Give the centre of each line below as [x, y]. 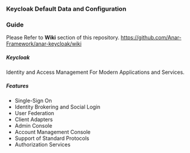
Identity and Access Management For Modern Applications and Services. [95, 72]
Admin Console [33, 126]
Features [17, 86]
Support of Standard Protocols [52, 138]
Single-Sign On [33, 101]
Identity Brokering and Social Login [57, 107]
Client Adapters [34, 119]
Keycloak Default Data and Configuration [66, 9]
